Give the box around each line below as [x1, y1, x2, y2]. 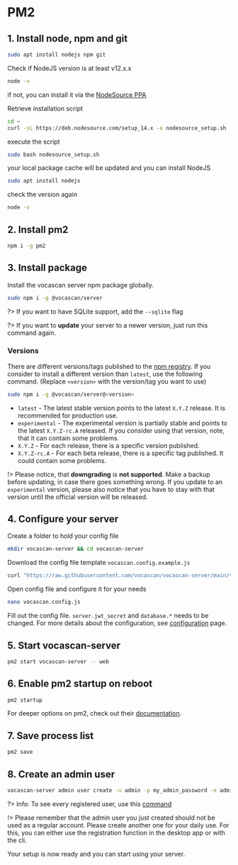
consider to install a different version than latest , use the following [7, 370, 203, 378]
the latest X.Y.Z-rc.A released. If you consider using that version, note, [17, 426, 225, 435]
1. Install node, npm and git [7, 33, 128, 45]
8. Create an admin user [7, 768, 115, 780]
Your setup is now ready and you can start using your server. [7, 849, 186, 858]
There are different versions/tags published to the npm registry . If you [7, 362, 211, 370]
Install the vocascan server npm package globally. [7, 280, 154, 289]
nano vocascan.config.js [7, 599, 81, 606]
